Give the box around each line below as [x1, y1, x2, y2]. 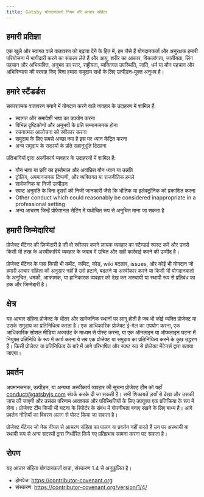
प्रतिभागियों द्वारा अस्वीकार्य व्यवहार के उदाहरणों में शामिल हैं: [6, 154, 116, 162]
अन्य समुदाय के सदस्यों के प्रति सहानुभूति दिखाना [15, 142, 107, 149]
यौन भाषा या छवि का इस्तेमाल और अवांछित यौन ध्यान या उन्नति [15, 166, 133, 174]
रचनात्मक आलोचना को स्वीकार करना [15, 129, 87, 136]
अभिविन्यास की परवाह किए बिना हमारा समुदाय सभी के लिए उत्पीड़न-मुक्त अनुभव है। [6, 68, 164, 76]
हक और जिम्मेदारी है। [6, 281, 47, 288]
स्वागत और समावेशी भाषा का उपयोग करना [15, 115, 96, 122]
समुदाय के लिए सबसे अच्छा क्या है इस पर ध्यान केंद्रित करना [15, 135, 128, 143]
